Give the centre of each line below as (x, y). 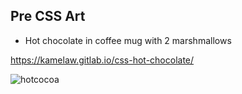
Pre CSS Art (48, 16)
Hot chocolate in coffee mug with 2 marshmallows (128, 40)
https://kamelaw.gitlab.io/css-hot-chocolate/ (102, 60)
